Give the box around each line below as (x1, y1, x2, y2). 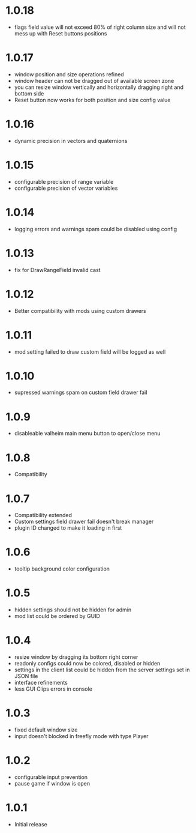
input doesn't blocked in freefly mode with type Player (14, 733, 149, 739)
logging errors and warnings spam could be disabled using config (14, 225, 177, 232)
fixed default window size (14, 726, 79, 733)
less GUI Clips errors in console (14, 685, 92, 692)
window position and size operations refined (14, 70, 124, 78)
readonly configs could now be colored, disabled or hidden (14, 660, 161, 667)
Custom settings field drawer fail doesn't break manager (14, 518, 154, 526)
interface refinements (14, 679, 68, 686)
